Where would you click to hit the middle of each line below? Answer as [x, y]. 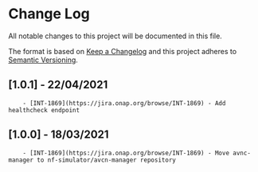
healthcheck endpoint [44, 110]
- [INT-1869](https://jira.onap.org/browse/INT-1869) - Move [126, 153]
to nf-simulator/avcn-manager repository [107, 160]
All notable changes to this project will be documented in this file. [115, 36]
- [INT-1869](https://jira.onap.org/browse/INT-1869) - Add [124, 103]
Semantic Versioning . [43, 60]
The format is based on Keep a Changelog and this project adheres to [123, 51]
